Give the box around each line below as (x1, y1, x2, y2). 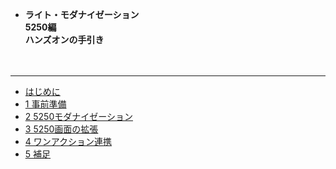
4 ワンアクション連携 (24, 136, 113, 147)
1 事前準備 (24, 98, 67, 110)
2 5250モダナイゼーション (24, 111, 133, 122)
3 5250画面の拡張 (24, 123, 99, 135)
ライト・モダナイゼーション (24, 9, 140, 20)
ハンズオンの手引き (24, 34, 105, 45)
